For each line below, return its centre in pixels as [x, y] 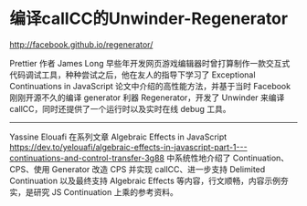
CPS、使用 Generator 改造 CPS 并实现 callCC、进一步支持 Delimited [138, 169]
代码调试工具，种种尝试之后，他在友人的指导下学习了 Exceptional [132, 75]
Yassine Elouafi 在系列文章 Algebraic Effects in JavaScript [118, 137]
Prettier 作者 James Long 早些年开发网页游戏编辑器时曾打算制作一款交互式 [150, 63]
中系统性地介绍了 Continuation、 [228, 158]
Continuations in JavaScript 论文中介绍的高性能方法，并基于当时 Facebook [150, 86]
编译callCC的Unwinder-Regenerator [149, 19]
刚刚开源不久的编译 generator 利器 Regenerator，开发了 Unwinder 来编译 [147, 98]
